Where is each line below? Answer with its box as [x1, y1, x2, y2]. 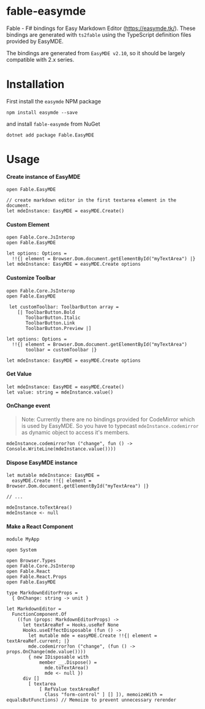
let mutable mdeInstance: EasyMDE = [6, 473, 100, 479]
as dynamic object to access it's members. [21, 429, 130, 436]
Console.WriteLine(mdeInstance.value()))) [6, 446, 116, 452]
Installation [6, 78, 65, 91]
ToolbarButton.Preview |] [25, 325, 92, 331]
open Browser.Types [6, 558, 56, 564]
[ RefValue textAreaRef [39, 686, 100, 692]
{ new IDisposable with [28, 654, 89, 661]
